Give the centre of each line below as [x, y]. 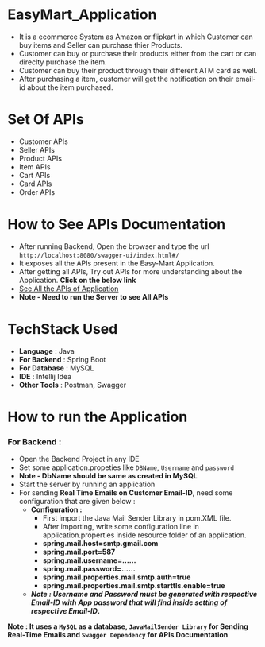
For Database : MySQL [56, 368]
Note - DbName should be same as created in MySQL [108, 476]
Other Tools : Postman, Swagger [73, 385]
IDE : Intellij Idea [45, 376]
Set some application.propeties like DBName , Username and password [127, 467]
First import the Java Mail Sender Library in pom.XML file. [137, 518]
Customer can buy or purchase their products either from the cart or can [138, 53]
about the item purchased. [70, 87]
